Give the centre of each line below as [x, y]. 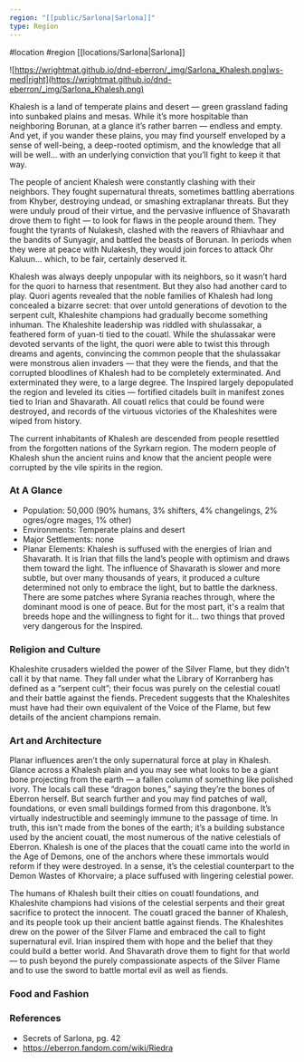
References [35, 1019]
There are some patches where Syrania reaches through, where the [149, 597]
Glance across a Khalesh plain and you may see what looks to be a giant [144, 770]
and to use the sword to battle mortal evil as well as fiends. [119, 970]
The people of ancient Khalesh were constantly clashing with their [133, 181]
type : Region [34, 26]
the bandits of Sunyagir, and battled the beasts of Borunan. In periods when [151, 239]
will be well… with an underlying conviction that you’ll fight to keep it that [145, 154]
